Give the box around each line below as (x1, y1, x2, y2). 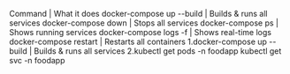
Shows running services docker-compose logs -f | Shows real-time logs (9, 27, 272, 37)
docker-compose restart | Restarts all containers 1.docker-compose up (9, 36, 268, 47)
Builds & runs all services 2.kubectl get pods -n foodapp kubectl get (34, 46, 282, 56)
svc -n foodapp (9, 55, 65, 65)
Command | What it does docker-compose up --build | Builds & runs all (9, 9, 268, 18)
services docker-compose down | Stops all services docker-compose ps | (9, 18, 279, 28)
